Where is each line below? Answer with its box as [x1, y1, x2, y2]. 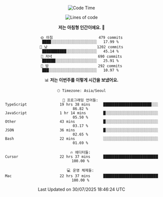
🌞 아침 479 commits [40, 35, 123, 40]
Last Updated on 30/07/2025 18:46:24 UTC [38, 186, 125, 192]
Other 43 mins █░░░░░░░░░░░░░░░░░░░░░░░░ [5, 119, 158, 124]
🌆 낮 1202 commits [40, 44, 123, 49]
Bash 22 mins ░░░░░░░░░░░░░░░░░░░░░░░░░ [5, 136, 158, 141]
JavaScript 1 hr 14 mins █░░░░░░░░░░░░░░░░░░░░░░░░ [5, 110, 158, 115]
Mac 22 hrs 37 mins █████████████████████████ [5, 174, 158, 178]
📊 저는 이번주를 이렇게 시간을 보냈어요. [44, 77, 119, 83]
